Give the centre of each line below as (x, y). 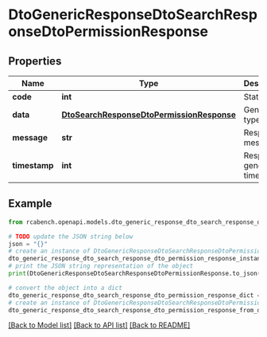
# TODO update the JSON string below (71, 237)
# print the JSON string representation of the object (101, 266)
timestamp (33, 165)
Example (30, 204)
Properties (35, 61)
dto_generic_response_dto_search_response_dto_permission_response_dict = (135, 295)
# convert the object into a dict (66, 288)
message (30, 137)
